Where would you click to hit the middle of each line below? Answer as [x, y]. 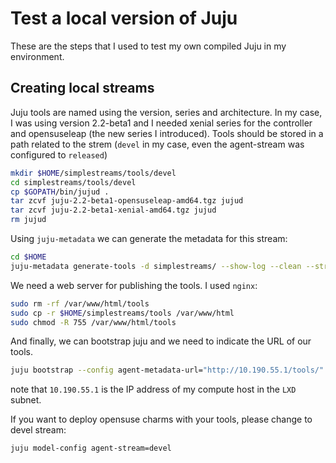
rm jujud [28, 220]
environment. [37, 56]
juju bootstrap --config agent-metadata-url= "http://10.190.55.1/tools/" [167, 370]
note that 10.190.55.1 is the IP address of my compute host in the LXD [153, 389]
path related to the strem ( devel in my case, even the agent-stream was [157, 144]
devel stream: [38, 430]
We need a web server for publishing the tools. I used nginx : [134, 285]
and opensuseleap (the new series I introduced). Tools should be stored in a [167, 133]
